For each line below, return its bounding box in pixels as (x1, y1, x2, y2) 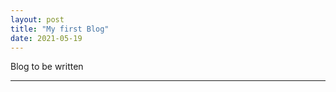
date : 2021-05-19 (10, 33, 83, 43)
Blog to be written (10, 61, 84, 73)
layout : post (10, 14, 65, 25)
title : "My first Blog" (10, 24, 110, 34)
